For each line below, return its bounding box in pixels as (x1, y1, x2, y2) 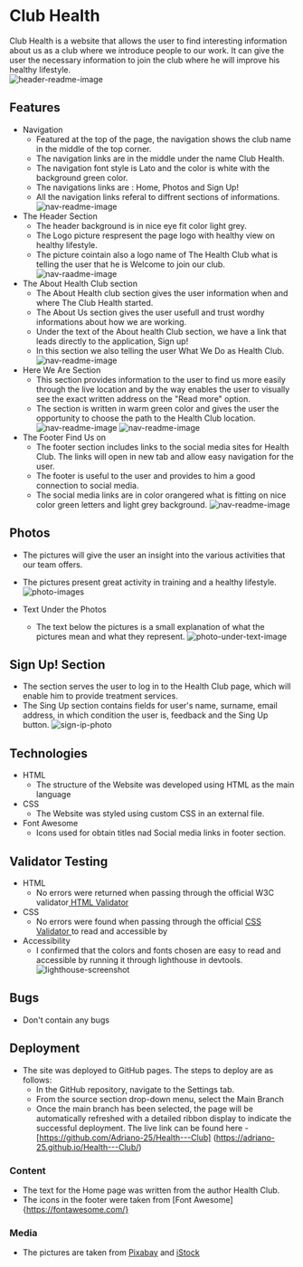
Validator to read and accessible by (35, 926, 168, 937)
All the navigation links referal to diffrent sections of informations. (35, 191, 280, 202)
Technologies (9, 746, 89, 761)
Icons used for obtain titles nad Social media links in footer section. (35, 827, 287, 838)
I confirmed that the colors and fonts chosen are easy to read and (35, 945, 281, 956)
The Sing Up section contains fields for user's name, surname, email (22, 700, 278, 711)
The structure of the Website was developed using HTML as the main (35, 779, 295, 790)
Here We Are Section (22, 364, 101, 376)
